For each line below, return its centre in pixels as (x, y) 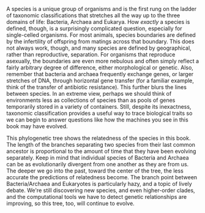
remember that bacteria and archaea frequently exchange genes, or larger (100, 74)
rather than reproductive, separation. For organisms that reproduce (91, 54)
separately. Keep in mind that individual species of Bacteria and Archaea (98, 158)
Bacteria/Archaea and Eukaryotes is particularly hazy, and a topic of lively (99, 184)
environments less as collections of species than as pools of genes (91, 100)
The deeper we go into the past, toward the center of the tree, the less (95, 171)
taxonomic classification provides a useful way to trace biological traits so (99, 113)
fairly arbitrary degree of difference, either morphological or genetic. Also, (100, 68)
